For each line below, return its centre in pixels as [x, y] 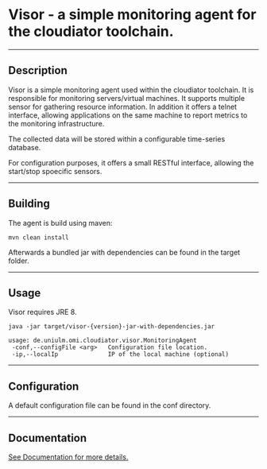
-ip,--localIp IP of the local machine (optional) [120, 355]
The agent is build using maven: [60, 223]
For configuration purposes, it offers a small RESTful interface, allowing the [131, 163]
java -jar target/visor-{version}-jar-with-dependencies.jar [112, 327]
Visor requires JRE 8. [43, 312]
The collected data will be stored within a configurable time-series [117, 139]
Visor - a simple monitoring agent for [132, 15]
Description [38, 70]
